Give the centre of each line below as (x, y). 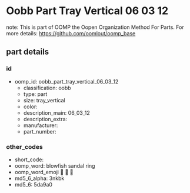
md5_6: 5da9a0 (34, 184)
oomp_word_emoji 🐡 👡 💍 (44, 172)
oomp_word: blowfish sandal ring (55, 165)
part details (28, 52)
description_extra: (45, 119)
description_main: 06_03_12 (56, 112)
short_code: (29, 159)
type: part (35, 94)
